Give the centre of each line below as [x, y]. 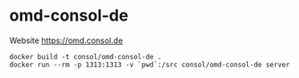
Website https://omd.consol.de [66, 40]
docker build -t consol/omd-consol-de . [86, 56]
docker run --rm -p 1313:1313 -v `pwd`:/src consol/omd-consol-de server [150, 65]
